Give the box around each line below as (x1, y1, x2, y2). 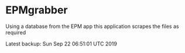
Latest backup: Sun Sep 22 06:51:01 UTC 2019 (5, 40, 118, 47)
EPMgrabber (5, 3, 68, 17)
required (5, 29, 26, 36)
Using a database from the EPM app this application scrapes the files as (5, 23, 179, 30)
